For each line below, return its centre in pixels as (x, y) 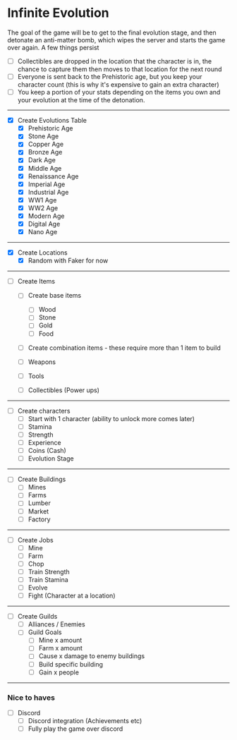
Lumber (39, 503)
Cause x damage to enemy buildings (92, 656)
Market (38, 511)
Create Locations (43, 253)
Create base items (55, 296)
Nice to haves (31, 698)
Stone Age (43, 136)
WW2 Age (43, 208)
